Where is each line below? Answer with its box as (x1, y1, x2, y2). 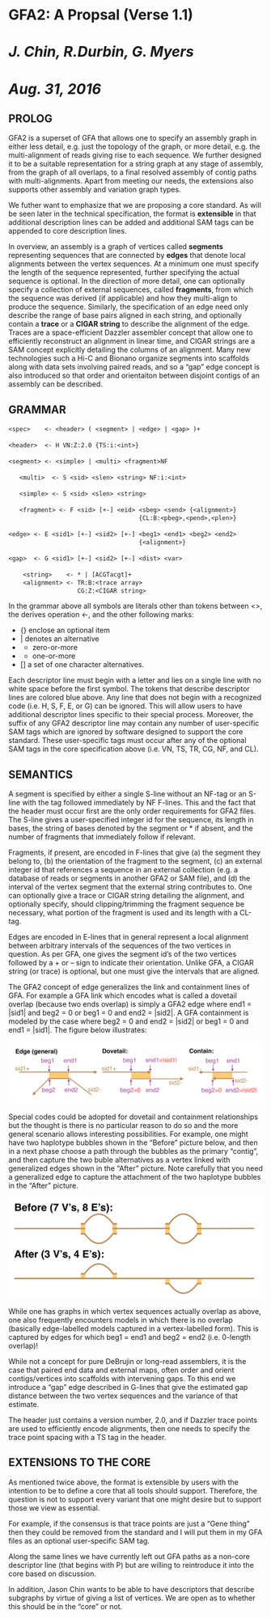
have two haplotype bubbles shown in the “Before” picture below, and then (8, 1138, 258, 1147)
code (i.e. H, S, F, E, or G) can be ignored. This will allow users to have (8, 701, 243, 711)
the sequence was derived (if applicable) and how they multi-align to (8, 294, 238, 303)
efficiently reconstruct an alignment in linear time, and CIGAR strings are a (8, 336, 256, 346)
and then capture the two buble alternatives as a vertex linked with (8, 1155, 231, 1164)
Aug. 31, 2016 (8, 79, 102, 98)
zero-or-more (32, 643, 78, 653)
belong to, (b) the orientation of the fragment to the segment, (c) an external (8, 856, 263, 866)
